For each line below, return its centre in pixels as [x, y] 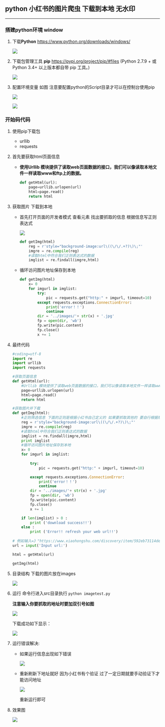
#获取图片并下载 [26, 409]
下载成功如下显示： [32, 623]
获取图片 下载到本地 [32, 206]
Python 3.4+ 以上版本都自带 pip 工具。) [51, 68]
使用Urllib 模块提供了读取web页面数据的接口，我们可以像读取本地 [86, 167]
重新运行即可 [32, 699]
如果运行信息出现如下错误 [45, 653]
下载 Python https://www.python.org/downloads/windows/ [71, 41]
